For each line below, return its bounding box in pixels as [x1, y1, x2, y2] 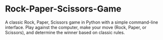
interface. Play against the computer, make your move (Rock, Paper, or [5, 24, 147, 30]
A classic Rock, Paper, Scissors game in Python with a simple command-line [5, 19, 158, 25]
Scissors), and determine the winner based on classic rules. [5, 29, 125, 35]
